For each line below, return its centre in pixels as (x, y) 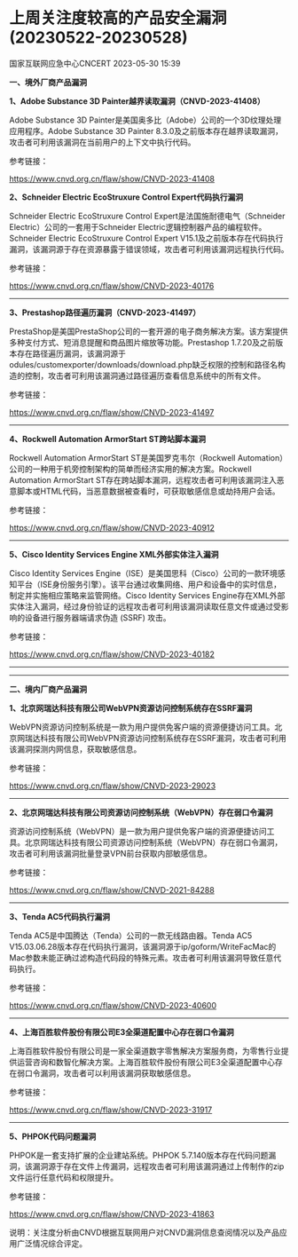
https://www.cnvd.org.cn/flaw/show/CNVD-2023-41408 (112, 178)
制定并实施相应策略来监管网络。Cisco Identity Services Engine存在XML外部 (147, 595)
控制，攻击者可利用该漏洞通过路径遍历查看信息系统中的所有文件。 (145, 376)
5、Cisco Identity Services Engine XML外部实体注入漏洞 (114, 554)
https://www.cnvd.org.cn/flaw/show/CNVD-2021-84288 (112, 889)
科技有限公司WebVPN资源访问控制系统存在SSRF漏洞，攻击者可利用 (163, 738)
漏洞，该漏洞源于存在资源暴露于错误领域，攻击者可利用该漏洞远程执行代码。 (149, 249)
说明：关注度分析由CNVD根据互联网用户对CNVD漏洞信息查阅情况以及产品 (145, 1232)
